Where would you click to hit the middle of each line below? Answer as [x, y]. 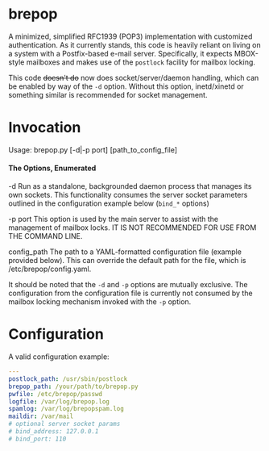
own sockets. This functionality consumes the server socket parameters [128, 195]
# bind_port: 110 [37, 439]
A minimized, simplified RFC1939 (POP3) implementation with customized [130, 36]
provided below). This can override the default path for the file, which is [127, 261]
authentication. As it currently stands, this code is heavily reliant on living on [134, 44]
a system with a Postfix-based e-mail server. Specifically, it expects [120, 53]
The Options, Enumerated [52, 168]
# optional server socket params [64, 424]
